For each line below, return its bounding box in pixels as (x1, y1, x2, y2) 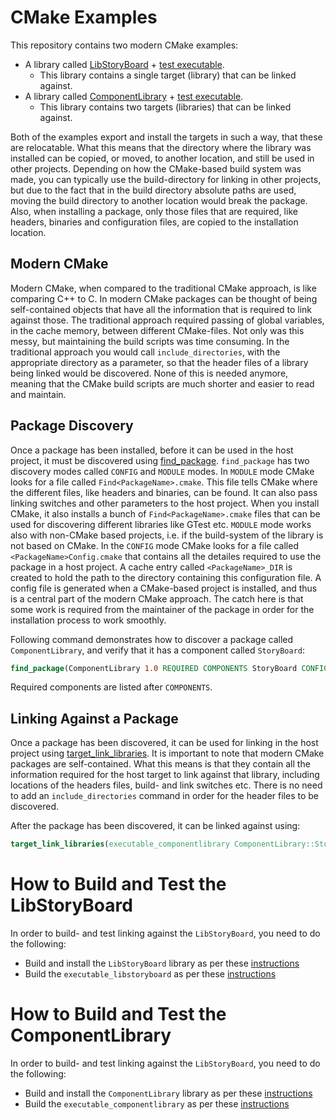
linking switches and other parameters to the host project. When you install (10, 497, 320, 509)
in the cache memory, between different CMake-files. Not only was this (10, 324, 305, 336)
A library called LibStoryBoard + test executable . (24, 58, 225, 70)
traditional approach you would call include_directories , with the (10, 346, 281, 358)
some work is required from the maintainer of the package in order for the (10, 603, 315, 615)
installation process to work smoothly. (10, 614, 167, 626)
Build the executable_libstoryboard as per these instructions (24, 968, 277, 980)
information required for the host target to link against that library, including (10, 769, 320, 781)
